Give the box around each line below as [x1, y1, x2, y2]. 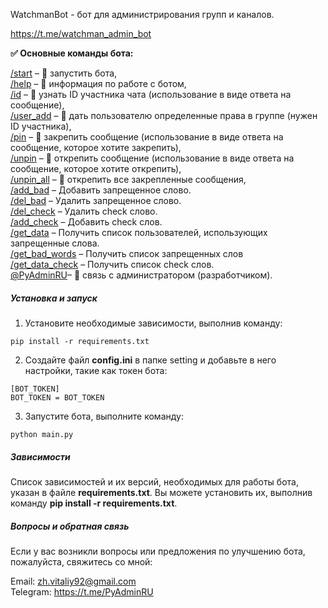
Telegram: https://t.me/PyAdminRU [10, 585, 154, 598]
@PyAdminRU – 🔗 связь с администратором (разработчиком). [10, 269, 273, 281]
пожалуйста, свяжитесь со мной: [10, 555, 153, 568]
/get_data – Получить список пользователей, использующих [10, 227, 268, 238]
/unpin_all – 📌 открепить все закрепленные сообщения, [10, 174, 247, 185]
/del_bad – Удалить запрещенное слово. [10, 195, 182, 206]
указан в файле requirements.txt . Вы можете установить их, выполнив [10, 486, 313, 498]
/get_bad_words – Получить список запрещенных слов [10, 248, 244, 259]
